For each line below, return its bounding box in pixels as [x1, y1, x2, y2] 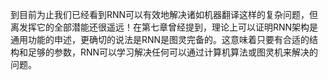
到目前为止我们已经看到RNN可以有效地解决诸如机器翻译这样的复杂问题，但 [10, 9, 319, 20]
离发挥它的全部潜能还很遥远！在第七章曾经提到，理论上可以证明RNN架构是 [10, 21, 319, 33]
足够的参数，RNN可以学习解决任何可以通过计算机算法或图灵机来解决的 [27, 46, 319, 58]
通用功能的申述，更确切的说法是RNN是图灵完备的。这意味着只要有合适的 [10, 34, 310, 45]
